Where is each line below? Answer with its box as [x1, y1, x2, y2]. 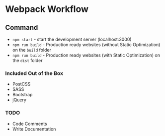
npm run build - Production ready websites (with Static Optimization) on [12, 52, 161, 58]
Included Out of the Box [5, 69, 64, 76]
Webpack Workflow [5, 3, 88, 15]
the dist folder [12, 58, 43, 63]
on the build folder [12, 47, 51, 53]
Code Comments [12, 121, 47, 127]
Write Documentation [12, 126, 56, 132]
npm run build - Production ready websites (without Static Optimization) [12, 42, 161, 48]
